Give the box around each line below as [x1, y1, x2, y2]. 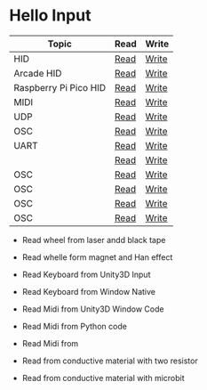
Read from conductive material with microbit [21, 372, 185, 383]
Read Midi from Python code [21, 321, 127, 331]
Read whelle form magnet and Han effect [21, 251, 173, 263]
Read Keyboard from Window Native [21, 286, 155, 297]
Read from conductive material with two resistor [21, 355, 198, 366]
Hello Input [9, 5, 92, 26]
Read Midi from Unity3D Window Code [21, 304, 164, 314]
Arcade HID [13, 67, 62, 79]
